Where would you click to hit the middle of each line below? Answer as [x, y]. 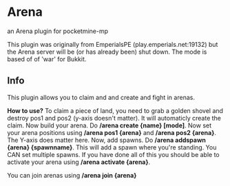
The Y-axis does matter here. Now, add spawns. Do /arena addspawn [107, 140]
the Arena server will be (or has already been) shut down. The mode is [107, 52]
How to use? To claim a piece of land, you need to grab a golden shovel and [115, 110]
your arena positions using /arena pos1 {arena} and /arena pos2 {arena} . [112, 132]
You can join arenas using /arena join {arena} [72, 175]
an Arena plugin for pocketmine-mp [58, 31]
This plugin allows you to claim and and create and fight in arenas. [101, 97]
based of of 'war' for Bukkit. [47, 59]
